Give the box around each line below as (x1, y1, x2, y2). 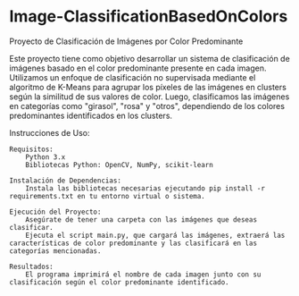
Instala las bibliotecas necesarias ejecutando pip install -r (25, 183, 266, 193)
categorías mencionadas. (9, 246, 102, 256)
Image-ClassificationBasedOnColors (9, 6, 288, 27)
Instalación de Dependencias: (9, 176, 122, 185)
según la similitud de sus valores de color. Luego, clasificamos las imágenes (9, 91, 290, 102)
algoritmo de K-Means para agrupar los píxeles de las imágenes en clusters (9, 81, 287, 92)
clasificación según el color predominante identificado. (9, 277, 229, 287)
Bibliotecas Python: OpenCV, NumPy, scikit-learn (25, 160, 214, 169)
